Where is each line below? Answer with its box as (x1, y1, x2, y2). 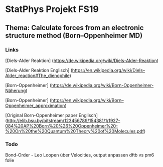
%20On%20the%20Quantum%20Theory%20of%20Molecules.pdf (5, 128, 144, 134)
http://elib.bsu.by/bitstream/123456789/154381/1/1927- (7, 117, 120, 123)
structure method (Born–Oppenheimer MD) (5, 31, 143, 39)
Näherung (5, 87, 26, 93)
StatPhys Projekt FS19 (5, 3, 99, 15)
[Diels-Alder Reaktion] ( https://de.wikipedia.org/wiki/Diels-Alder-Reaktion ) (5, 57, 159, 63)
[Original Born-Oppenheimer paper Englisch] (5, 112, 98, 118)
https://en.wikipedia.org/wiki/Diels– (72, 67, 145, 73)
